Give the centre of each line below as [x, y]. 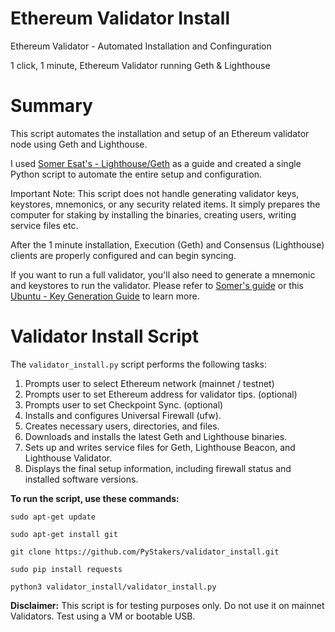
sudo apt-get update [53, 517]
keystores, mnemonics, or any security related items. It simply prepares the [165, 204]
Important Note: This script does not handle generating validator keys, [155, 193]
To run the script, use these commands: [95, 498]
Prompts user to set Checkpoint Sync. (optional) [124, 404]
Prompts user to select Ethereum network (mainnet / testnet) [149, 383]
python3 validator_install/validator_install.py [113, 587]
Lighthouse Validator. [68, 458]
